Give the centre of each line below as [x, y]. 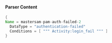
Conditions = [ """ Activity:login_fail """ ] [59, 31]
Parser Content [21, 7]
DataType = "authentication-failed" [48, 26]
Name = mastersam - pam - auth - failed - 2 [43, 22]
